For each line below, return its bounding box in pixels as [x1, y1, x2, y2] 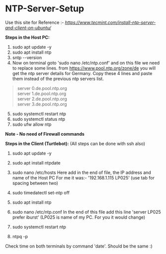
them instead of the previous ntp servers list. [12, 76, 104, 82]
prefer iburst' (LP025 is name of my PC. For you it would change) [12, 214, 145, 220]
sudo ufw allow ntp [12, 121, 52, 127]
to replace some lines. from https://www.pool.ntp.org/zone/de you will [12, 65, 156, 71]
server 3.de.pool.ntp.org [17, 101, 67, 107]
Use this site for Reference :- [5, 19, 64, 25]
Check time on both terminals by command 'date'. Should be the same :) [5, 243, 153, 249]
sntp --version [12, 54, 42, 60]
